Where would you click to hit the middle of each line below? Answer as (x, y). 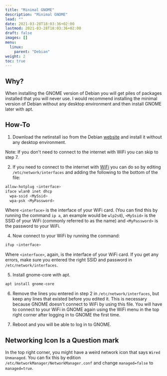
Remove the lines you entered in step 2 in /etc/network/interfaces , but (86, 293)
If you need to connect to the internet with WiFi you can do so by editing (86, 167)
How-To (18, 125)
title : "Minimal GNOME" (30, 10)
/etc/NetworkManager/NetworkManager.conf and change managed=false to (79, 362)
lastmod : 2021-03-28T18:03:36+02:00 (43, 28)
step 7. (12, 157)
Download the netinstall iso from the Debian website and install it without (87, 137)
